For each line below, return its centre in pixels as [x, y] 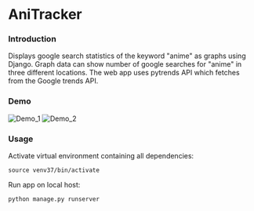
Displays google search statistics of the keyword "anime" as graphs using [127, 56]
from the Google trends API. [53, 81]
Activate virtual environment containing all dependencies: [101, 156]
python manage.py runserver [54, 199]
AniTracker [45, 15]
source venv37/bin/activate [54, 170]
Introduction [32, 39]
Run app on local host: [44, 185]
